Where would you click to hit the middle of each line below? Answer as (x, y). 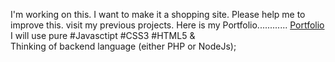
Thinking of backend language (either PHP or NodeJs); (123, 46)
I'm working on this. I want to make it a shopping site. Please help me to (158, 14)
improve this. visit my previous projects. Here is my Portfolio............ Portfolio (167, 25)
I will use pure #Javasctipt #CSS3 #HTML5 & (103, 35)
